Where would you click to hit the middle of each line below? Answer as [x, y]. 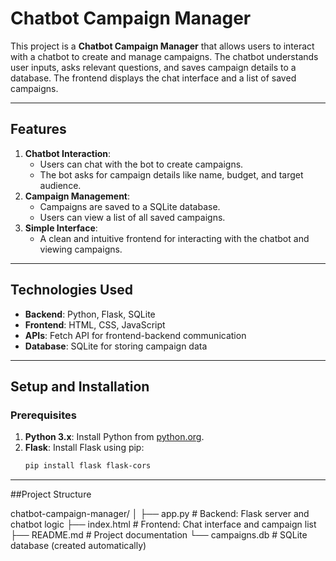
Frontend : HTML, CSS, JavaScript [95, 324]
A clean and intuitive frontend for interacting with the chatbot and [174, 238]
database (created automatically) [78, 546]
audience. [60, 185]
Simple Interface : [61, 228]
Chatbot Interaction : [68, 153]
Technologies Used [71, 290]
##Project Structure [51, 494]
